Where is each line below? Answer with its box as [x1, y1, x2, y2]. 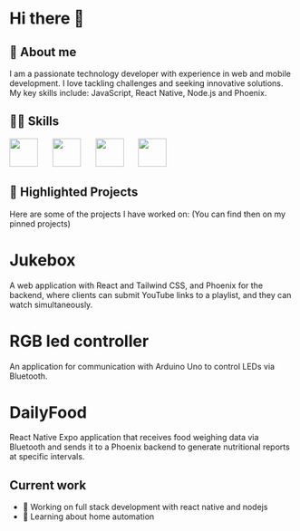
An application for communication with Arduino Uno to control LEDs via [9, 361, 275, 372]
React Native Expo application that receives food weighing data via [9, 432, 259, 443]
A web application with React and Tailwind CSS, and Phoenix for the [9, 280, 264, 291]
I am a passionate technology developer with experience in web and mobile [9, 68, 292, 79]
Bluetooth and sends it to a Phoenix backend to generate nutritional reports [9, 441, 290, 452]
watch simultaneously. [9, 299, 93, 310]
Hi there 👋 [9, 8, 84, 29]
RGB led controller [9, 331, 150, 352]
